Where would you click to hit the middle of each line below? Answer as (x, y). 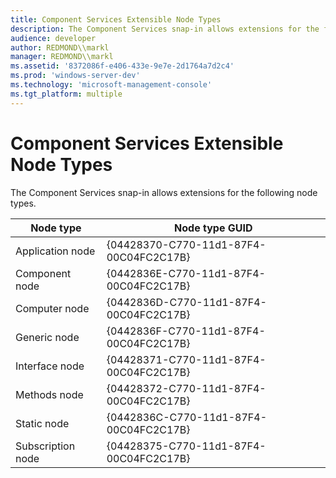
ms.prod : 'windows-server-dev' (75, 76)
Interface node (50, 366)
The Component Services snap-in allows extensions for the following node (164, 192)
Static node (42, 423)
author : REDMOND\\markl (60, 47)
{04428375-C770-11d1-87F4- (186, 446)
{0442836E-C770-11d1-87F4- (186, 273)
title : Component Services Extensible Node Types (116, 19)
